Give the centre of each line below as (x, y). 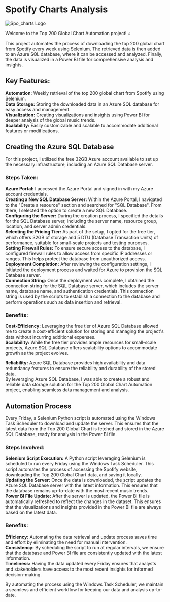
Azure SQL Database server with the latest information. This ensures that (82, 485)
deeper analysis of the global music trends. (50, 120)
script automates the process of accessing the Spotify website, (71, 469)
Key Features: (28, 81)
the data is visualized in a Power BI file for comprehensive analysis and (79, 59)
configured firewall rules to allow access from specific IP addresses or (79, 253)
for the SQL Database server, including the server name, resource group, (81, 221)
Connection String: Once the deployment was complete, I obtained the (80, 280)
